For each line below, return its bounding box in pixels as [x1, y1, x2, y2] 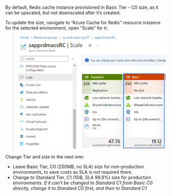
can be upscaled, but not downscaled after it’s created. [5, 10, 121, 16]
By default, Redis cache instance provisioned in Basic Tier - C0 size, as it [5, 5, 159, 10]
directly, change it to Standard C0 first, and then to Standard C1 [12, 185, 147, 191]
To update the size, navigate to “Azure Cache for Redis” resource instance [5, 20, 161, 25]
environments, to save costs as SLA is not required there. [12, 169, 133, 175]
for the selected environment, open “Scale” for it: [5, 25, 108, 31]
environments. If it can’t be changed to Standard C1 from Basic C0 [12, 180, 153, 186]
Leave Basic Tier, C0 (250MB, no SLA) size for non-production [12, 164, 144, 170]
